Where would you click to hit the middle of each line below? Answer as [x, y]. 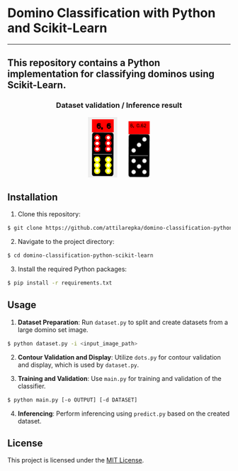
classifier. [32, 386]
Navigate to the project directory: [66, 242]
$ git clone [25, 228]
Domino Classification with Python [112, 13]
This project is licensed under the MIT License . [76, 460]
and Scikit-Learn [57, 28]
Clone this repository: [49, 214]
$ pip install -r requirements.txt [60, 283]
